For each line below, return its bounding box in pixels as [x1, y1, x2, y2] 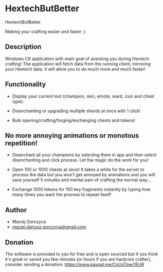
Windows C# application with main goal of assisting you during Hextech [5, 56, 149, 62]
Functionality [5, 80, 46, 88]
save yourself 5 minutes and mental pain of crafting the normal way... [12, 177, 151, 183]
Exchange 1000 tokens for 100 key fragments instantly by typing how [12, 187, 151, 192]
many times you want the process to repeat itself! [12, 191, 111, 198]
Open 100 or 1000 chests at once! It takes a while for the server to [12, 167, 145, 172]
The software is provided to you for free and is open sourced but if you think [5, 251, 158, 257]
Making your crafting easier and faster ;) [5, 28, 86, 34]
